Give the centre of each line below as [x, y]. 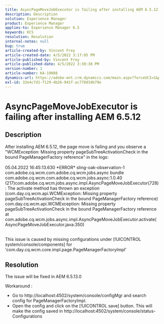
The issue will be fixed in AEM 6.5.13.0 [43, 277]
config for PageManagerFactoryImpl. [49, 301]
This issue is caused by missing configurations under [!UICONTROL [73, 239]
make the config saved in [38, 311]
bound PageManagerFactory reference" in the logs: [57, 157]
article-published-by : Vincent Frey [42, 60]
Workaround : [19, 286]
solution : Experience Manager [36, 19]
